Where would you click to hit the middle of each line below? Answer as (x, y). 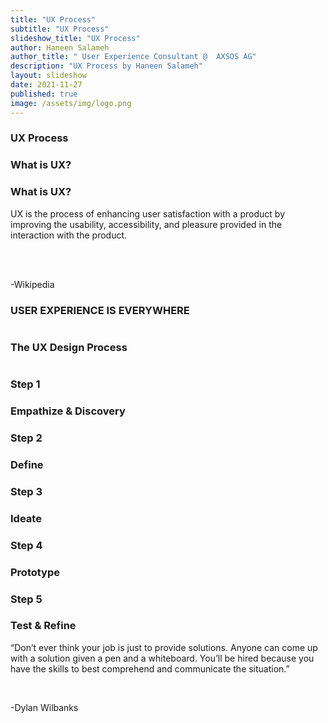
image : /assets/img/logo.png (71, 103)
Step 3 (26, 491)
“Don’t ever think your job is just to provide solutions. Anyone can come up (164, 647)
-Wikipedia (32, 284)
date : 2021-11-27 (46, 85)
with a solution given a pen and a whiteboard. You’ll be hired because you (162, 658)
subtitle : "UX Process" (60, 29)
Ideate (26, 518)
